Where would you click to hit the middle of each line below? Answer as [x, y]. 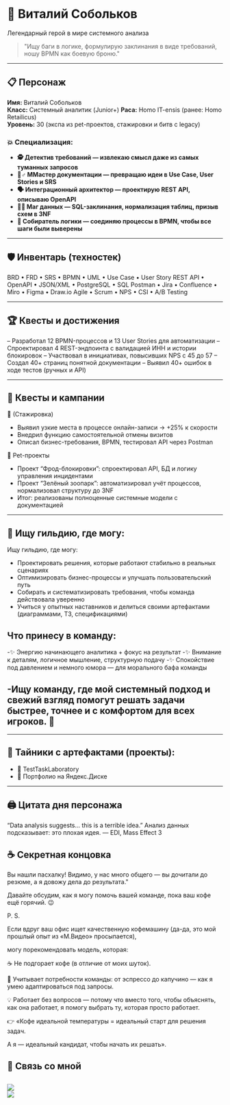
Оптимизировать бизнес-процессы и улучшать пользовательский [114, 578]
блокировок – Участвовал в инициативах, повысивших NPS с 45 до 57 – [112, 355]
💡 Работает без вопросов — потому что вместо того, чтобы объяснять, [112, 1000]
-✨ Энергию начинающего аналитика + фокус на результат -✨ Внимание [114, 652]
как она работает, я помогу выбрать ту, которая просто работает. [103, 1008]
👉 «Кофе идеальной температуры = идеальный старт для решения [107, 1021]
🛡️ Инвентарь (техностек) [64, 258]
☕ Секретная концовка [59, 854]
